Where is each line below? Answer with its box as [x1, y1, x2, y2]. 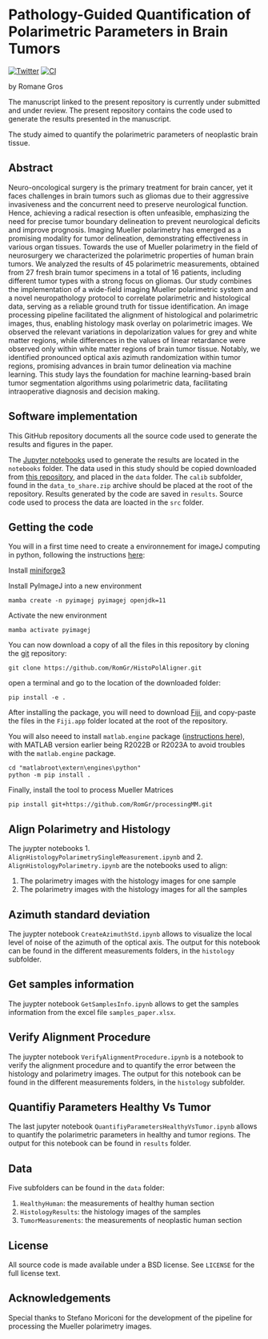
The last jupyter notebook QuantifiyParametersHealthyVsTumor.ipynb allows [8, 1121, 258, 1131]
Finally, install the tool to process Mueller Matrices [8, 785, 174, 795]
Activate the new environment [8, 610, 107, 621]
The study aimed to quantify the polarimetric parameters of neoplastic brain [8, 130, 258, 139]
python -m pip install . [8, 771, 91, 779]
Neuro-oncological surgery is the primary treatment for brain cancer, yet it [8, 182, 254, 192]
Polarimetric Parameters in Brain [8, 22, 229, 41]
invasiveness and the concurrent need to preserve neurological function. [8, 199, 248, 209]
